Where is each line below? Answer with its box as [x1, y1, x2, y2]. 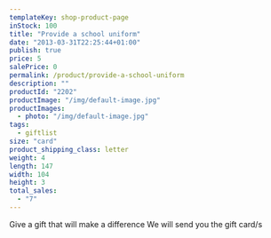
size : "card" [9, 137, 58, 146]
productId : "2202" [9, 87, 77, 96]
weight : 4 [9, 153, 46, 163]
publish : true [9, 46, 62, 55]
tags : [9, 121, 29, 130]
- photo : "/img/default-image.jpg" [17, 112, 149, 121]
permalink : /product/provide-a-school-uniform [9, 71, 185, 80]
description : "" [9, 79, 69, 88]
